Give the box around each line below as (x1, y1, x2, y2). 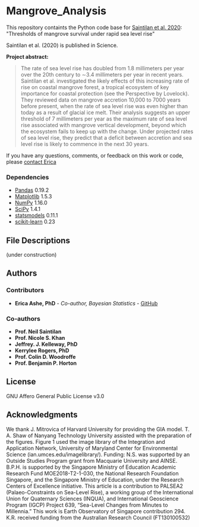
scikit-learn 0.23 (14, 218, 55, 225)
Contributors (6, 286, 45, 295)
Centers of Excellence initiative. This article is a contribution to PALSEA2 (6, 482, 183, 490)
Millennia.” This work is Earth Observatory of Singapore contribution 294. (6, 507, 186, 515)
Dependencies (6, 173, 49, 181)
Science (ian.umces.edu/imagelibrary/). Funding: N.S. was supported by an (6, 450, 190, 458)
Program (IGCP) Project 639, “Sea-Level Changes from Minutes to (6, 501, 168, 509)
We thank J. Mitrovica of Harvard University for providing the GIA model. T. (6, 425, 190, 433)
